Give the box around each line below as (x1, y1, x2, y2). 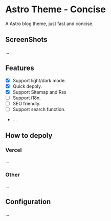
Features (5, 64, 34, 73)
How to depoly (5, 131, 53, 140)
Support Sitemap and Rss (12, 89, 66, 95)
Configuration (5, 197, 51, 206)
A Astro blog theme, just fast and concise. (5, 20, 94, 27)
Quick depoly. (12, 83, 42, 89)
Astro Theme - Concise (5, 4, 106, 15)
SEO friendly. (12, 100, 41, 106)
